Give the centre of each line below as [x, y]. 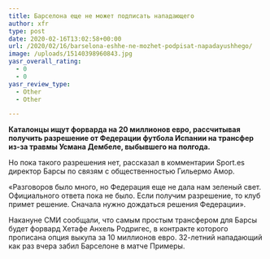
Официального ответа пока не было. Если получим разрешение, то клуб [135, 195]
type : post [27, 31]
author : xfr [28, 24]
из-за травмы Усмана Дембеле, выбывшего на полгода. [109, 147]
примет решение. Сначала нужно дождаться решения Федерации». [127, 204]
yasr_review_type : [39, 84]
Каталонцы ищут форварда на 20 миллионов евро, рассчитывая [125, 129]
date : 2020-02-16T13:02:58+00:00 [65, 39]
